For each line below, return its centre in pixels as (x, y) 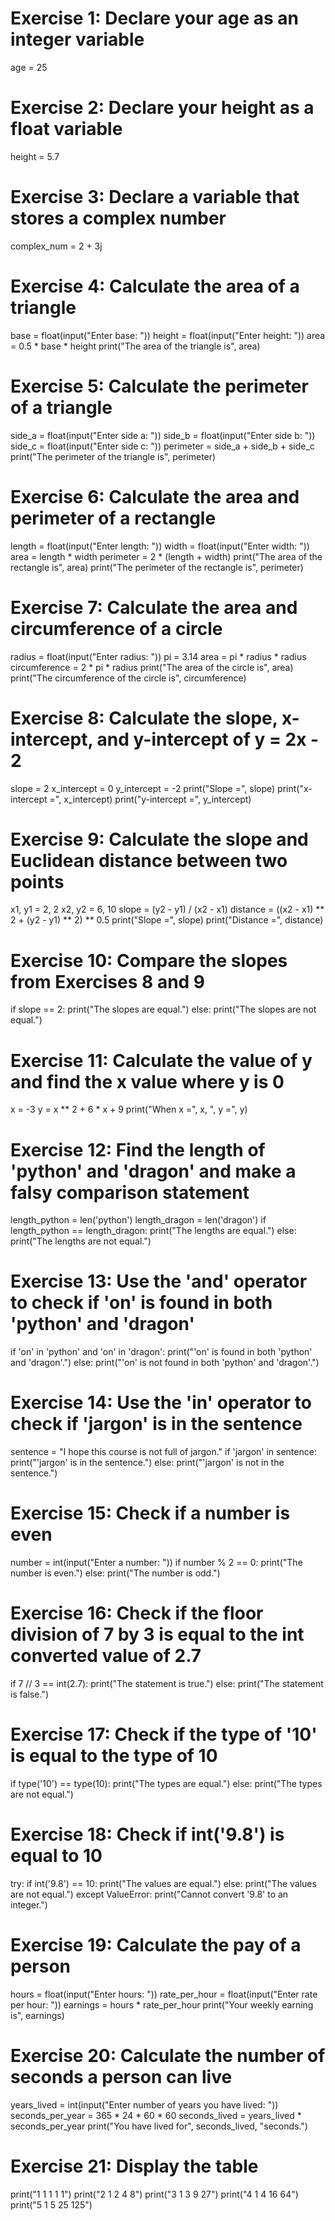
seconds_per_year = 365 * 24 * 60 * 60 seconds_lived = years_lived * (156, 2115)
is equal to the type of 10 (114, 1756)
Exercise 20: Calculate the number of (168, 2056)
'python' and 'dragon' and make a (153, 1171)
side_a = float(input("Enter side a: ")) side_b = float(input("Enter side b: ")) (163, 435)
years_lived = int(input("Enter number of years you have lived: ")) (144, 2104)
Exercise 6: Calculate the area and (155, 496)
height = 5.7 (35, 156)
